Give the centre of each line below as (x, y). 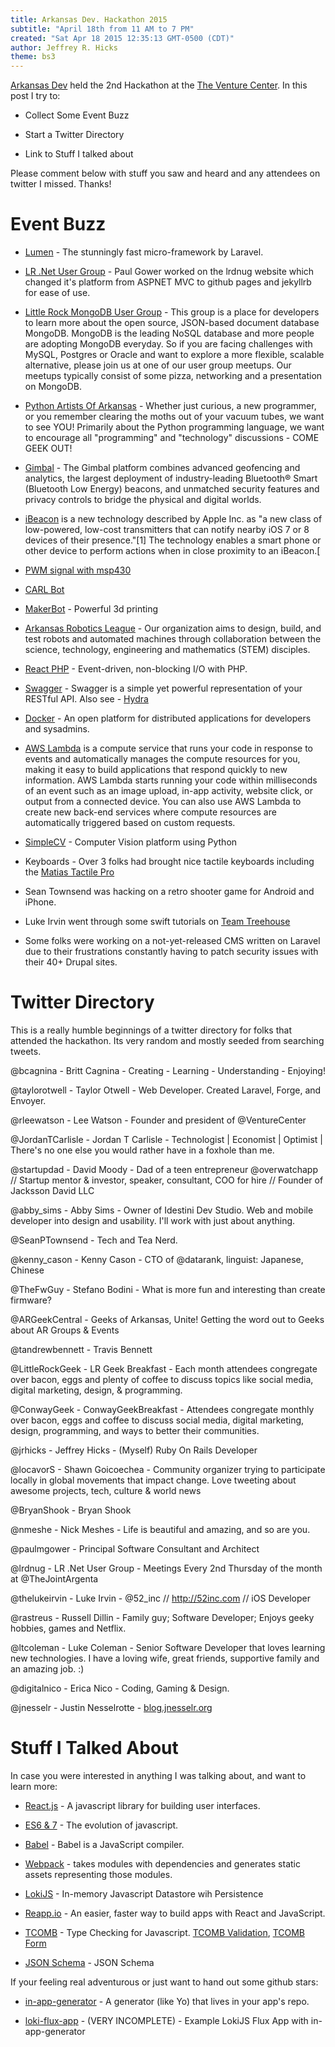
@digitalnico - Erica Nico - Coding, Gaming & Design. (120, 1688)
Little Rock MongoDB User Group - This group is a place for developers (172, 312)
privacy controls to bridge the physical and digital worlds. (143, 500)
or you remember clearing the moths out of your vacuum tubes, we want (174, 417)
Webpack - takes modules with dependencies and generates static (162, 1863)
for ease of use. (57, 293)
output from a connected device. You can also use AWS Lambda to (163, 802)
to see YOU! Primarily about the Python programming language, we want (174, 427)
